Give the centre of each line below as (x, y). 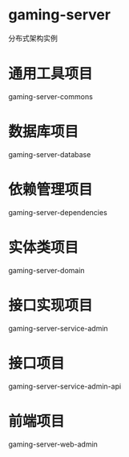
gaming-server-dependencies (58, 212)
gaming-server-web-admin (53, 444)
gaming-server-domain (47, 270)
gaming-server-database (50, 154)
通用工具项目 (51, 74)
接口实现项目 (51, 305)
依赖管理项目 (51, 189)
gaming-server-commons (51, 96)
